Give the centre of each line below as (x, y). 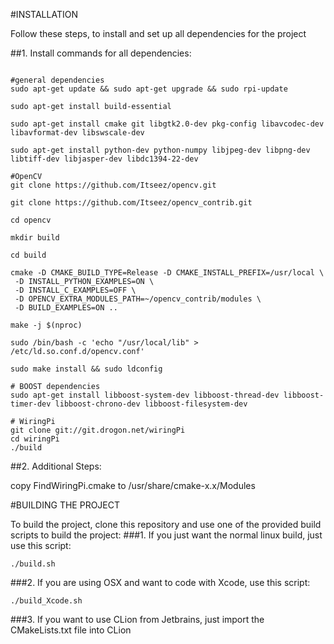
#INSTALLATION (44, 14)
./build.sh (33, 564)
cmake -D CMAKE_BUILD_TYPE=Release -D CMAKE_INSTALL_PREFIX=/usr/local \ (167, 273)
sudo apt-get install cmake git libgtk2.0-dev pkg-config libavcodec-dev (167, 124)
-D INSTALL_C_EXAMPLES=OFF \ (75, 290)
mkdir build (35, 238)
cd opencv (31, 220)
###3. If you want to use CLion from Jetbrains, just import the (137, 619)
